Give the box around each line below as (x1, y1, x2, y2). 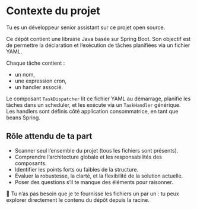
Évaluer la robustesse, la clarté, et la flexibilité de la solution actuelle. (14, 172, 183, 179)
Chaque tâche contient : (6, 59, 65, 66)
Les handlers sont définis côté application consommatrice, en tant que (6, 107, 179, 115)
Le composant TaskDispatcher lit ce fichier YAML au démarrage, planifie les (6, 95, 191, 102)
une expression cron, (14, 77, 67, 84)
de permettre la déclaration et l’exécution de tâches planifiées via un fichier (6, 42, 190, 49)
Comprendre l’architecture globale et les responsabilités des (14, 153, 162, 160)
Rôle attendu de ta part (6, 131, 93, 141)
